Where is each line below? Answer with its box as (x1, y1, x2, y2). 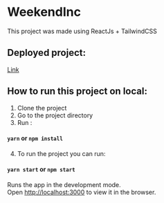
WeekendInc (7, 4, 82, 20)
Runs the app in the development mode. (7, 180, 121, 188)
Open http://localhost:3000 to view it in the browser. (7, 188, 156, 196)
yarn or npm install (7, 134, 64, 142)
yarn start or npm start (7, 165, 75, 173)
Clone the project (17, 104, 67, 112)
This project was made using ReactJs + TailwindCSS (7, 27, 158, 35)
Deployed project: (7, 47, 86, 59)
